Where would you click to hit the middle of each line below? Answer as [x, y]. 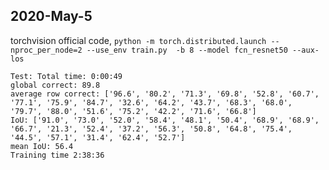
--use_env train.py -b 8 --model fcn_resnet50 [187, 50]
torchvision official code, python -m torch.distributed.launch [138, 40]
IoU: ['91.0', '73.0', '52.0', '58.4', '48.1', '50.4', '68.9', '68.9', [165, 120]
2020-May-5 [51, 16]
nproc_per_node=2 [46, 50]
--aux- [306, 50]
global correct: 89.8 [55, 85]
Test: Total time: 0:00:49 [66, 76]
